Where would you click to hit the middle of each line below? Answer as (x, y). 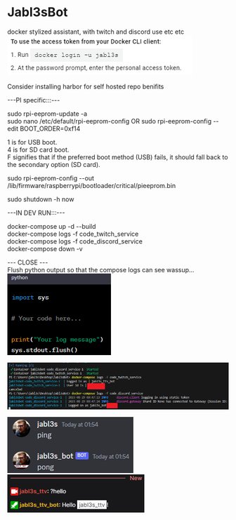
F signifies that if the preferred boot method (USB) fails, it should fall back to (118, 157)
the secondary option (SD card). (54, 164)
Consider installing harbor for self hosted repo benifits (86, 86)
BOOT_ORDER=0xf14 (50, 128)
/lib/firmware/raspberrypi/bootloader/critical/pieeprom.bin (92, 185)
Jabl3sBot (38, 12)
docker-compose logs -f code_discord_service (75, 241)
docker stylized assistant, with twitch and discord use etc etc (96, 32)
